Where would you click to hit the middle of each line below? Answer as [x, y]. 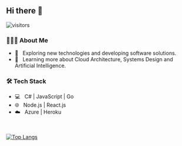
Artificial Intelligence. [40, 66]
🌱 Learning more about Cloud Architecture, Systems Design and [94, 59]
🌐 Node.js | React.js [40, 105]
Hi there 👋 [24, 11]
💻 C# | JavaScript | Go [44, 97]
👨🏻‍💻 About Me [27, 40]
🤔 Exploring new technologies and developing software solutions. [95, 53]
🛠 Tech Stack [26, 81]
